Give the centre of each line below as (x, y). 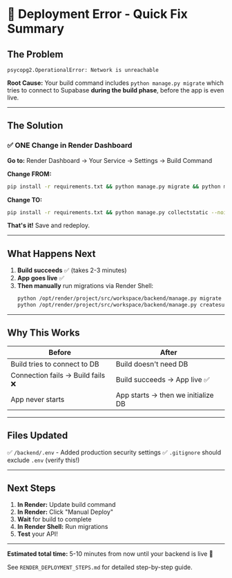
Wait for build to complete (54, 519)
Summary (36, 29)
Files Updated (38, 435)
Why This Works (44, 333)
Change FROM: (29, 174)
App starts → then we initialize (165, 395)
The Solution (35, 126)
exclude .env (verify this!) (43, 460)
